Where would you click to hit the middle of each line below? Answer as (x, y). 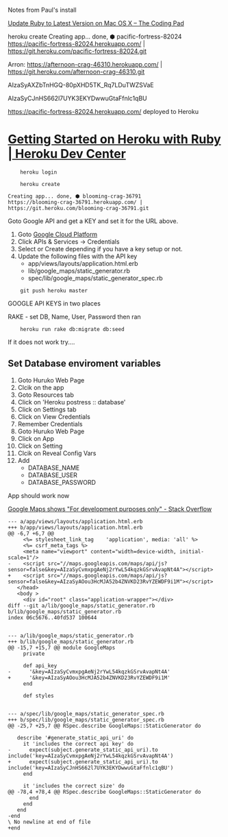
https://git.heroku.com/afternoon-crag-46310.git (76, 72)
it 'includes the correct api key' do (78, 744)
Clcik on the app (41, 387)
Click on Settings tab (47, 409)
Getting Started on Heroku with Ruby (114, 139)
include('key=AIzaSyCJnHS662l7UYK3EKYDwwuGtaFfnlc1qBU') (91, 768)
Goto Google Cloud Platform (58, 234)
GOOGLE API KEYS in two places (54, 303)
